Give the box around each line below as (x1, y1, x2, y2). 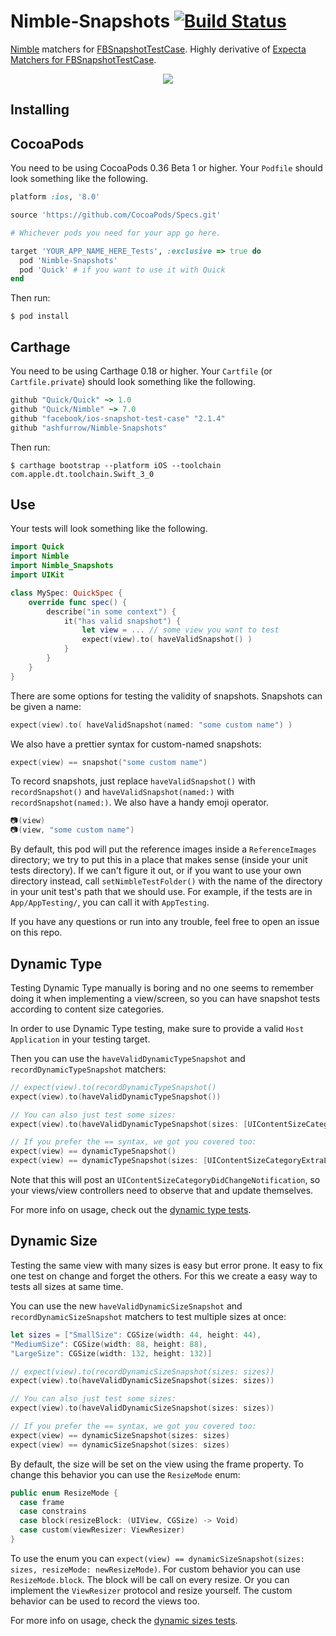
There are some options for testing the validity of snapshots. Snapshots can (10, 690, 323, 702)
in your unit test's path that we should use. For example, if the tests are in (10, 886, 313, 898)
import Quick (10, 542, 65, 552)
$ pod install (10, 311, 70, 322)
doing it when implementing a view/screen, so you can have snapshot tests (10, 992, 321, 1004)
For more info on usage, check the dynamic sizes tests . (10, 1614, 238, 1626)
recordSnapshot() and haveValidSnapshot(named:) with (10, 786, 235, 798)
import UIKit (10, 570, 65, 580)
